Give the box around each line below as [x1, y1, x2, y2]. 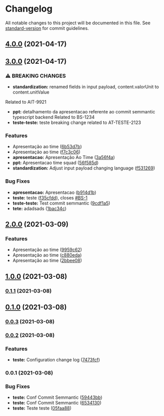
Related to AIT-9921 [5, 99, 47, 105]
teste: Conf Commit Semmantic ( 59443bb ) [12, 394, 103, 400]
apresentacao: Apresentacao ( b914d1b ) [12, 189, 97, 195]
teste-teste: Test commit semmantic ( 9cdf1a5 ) [12, 200, 110, 206]
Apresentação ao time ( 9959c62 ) [12, 246, 83, 253]
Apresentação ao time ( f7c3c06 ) [12, 149, 81, 155]
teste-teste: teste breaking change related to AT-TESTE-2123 [12, 119, 141, 126]
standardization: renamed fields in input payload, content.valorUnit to [12, 84, 159, 90]
